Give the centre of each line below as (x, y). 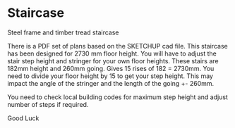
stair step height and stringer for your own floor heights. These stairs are (113, 60)
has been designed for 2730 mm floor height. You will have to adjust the (112, 53)
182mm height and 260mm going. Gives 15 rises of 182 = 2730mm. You (111, 68)
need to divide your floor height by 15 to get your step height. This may (110, 76)
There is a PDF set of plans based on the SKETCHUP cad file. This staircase (117, 46)
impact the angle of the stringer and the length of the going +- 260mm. (111, 83)
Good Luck (23, 118)
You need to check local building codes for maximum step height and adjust (117, 97)
